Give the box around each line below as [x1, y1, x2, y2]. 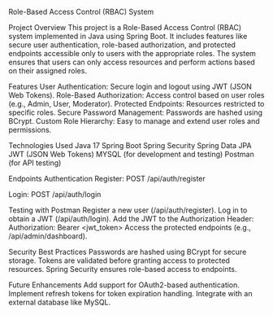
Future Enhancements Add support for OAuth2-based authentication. [8, 280, 240, 290]
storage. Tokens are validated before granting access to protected [8, 256, 230, 265]
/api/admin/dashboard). [8, 231, 88, 241]
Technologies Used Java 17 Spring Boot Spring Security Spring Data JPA [8, 141, 252, 150]
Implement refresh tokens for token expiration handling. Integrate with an [8, 289, 253, 298]
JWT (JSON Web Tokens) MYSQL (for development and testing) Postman [8, 150, 254, 159]
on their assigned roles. [8, 66, 88, 76]
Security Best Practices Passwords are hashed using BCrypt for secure [8, 247, 247, 256]
